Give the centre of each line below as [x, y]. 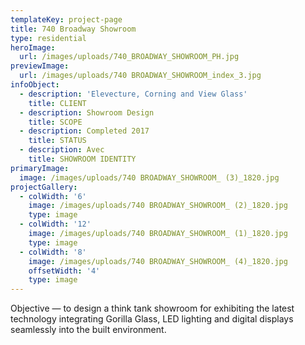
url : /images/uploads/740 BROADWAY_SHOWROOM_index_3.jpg [140, 76]
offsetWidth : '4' [64, 271]
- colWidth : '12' [55, 224]
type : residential [48, 38]
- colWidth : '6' [53, 196]
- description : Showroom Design [87, 112]
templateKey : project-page [66, 19]
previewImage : [40, 66]
